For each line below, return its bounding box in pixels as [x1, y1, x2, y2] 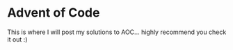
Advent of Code [7, 5, 100, 21]
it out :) [7, 35, 28, 43]
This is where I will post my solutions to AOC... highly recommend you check [7, 28, 227, 36]
